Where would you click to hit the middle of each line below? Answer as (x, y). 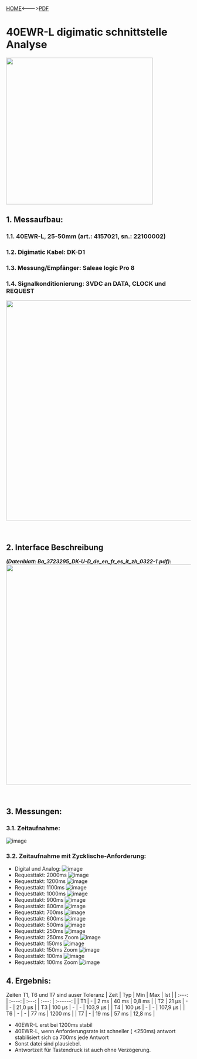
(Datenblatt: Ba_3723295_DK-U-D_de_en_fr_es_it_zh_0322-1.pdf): (89, 561)
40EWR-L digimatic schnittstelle (87, 32)
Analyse (27, 45)
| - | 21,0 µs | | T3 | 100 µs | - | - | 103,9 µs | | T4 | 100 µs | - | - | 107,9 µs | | (96, 1007)
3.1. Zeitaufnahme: (33, 828)
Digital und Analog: (38, 869)
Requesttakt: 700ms (39, 912)
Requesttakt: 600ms (39, 919)
